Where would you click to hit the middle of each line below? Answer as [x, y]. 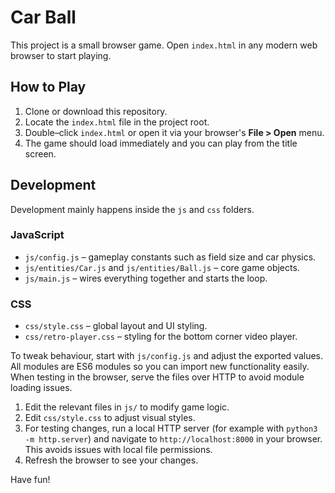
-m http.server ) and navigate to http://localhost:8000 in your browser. [173, 439]
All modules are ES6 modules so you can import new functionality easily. [160, 367]
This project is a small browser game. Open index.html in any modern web [164, 45]
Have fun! [30, 480]
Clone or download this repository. [96, 111]
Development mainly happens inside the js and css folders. [132, 209]
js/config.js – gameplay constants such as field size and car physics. [170, 257]
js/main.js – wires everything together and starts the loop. [146, 278]
